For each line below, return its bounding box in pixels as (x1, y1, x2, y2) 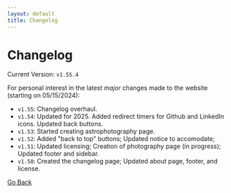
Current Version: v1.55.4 (7, 70, 79, 79)
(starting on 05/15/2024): (7, 91, 80, 100)
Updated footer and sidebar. (17, 149, 100, 158)
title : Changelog (7, 17, 58, 24)
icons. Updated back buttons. (17, 120, 103, 128)
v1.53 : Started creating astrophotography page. (17, 127, 156, 135)
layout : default (7, 10, 55, 18)
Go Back (7, 178, 32, 187)
